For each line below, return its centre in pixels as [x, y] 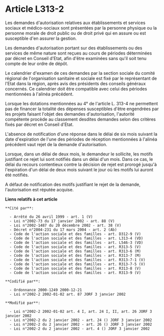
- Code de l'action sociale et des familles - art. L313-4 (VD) [76, 238]
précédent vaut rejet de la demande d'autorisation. [56, 144]
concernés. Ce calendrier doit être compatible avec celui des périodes [76, 89]
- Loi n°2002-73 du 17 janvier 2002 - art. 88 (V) [62, 221]
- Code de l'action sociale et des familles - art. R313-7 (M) [75, 255]
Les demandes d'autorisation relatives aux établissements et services [75, 23]
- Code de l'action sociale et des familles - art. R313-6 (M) [75, 251]
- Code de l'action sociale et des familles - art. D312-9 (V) [75, 234]
